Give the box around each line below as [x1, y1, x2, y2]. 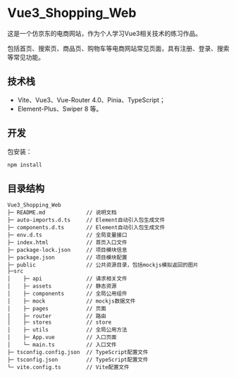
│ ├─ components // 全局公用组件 [7, 291, 128, 298]
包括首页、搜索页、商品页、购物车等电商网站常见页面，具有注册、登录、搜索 [7, 44, 230, 52]
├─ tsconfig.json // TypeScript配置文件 [7, 356, 149, 364]
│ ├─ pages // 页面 [7, 305, 107, 312]
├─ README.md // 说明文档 [7, 209, 118, 217]
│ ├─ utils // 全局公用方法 [7, 327, 128, 334]
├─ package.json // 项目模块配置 [7, 254, 128, 262]
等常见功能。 [7, 53, 44, 61]
